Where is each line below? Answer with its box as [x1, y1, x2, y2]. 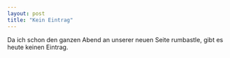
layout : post [7, 10, 45, 17]
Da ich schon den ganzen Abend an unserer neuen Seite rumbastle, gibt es [7, 35, 224, 43]
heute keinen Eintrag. [7, 43, 69, 51]
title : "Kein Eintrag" [7, 17, 73, 23]
